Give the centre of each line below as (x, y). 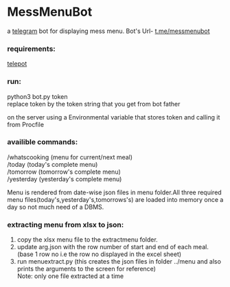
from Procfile (26, 124)
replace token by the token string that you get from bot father (94, 104)
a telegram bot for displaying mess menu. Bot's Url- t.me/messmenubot (109, 31)
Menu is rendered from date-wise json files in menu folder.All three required (114, 192)
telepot (17, 64)
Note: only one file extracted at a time (70, 276)
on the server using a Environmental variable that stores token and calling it (114, 117)
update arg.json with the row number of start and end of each (104, 247)
